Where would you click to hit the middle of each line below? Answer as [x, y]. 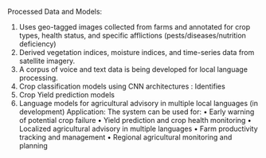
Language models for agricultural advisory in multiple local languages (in [138, 103]
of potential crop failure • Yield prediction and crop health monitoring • [135, 120]
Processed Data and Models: [55, 12]
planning [33, 146]
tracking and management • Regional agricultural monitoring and [125, 137]
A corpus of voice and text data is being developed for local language [133, 69]
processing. [39, 78]
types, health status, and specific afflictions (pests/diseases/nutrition [132, 36]
